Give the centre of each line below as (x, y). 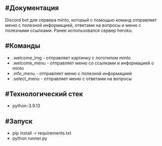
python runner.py (30, 138)
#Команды (23, 46)
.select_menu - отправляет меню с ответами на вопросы (72, 79)
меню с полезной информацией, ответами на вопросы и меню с (73, 25)
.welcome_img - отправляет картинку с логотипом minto (71, 58)
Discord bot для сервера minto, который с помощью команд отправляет (81, 20)
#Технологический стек (44, 94)
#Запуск (19, 121)
